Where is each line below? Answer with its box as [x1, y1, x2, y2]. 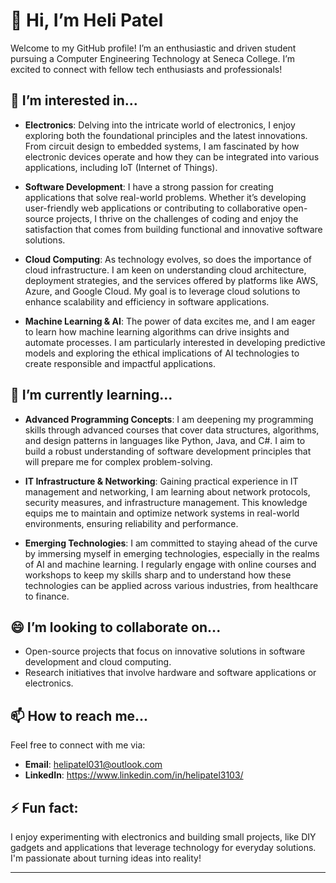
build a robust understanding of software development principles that [24, 445, 312, 457]
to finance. [24, 590, 70, 602]
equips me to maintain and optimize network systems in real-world [24, 507, 300, 519]
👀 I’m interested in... [10, 92, 138, 109]
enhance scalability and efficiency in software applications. [24, 295, 270, 308]
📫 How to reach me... [10, 707, 149, 724]
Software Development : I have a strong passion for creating [24, 180, 274, 193]
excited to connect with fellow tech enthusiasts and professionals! [10, 63, 283, 75]
